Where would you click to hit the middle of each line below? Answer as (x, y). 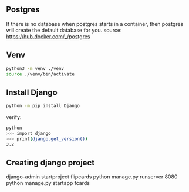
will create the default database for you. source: (64, 30)
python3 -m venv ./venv (35, 68)
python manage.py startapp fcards (48, 183)
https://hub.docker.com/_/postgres (48, 36)
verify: (14, 117)
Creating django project (50, 162)
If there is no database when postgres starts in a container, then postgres (95, 24)
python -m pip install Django (43, 106)
